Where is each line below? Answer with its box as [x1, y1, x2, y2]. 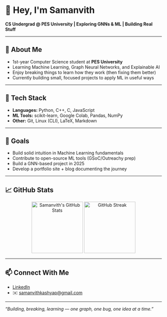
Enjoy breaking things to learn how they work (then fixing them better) [12, 69, 157, 75]
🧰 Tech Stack [5, 94, 47, 102]
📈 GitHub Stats [5, 186, 54, 194]
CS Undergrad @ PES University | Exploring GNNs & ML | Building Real [5, 21, 153, 27]
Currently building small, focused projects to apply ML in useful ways [12, 74, 154, 80]
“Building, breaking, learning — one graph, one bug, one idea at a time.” [5, 306, 154, 312]
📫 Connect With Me [5, 268, 70, 277]
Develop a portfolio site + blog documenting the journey [12, 166, 127, 172]
